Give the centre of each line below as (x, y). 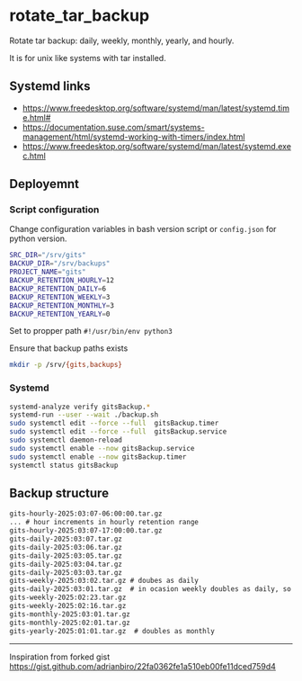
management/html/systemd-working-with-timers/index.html (133, 137)
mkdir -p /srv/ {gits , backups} (66, 365)
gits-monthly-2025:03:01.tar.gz (70, 614)
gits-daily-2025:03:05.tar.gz (66, 556)
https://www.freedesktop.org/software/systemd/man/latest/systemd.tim (156, 108)
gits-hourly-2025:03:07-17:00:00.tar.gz (86, 531)
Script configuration (54, 210)
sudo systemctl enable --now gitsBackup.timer (98, 457)
